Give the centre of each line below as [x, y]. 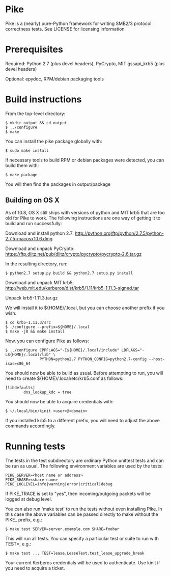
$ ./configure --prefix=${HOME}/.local [48, 327]
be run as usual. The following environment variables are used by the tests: [84, 466]
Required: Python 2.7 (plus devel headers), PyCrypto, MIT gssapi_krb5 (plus [85, 63]
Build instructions [44, 100]
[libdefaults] [20, 388]
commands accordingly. [31, 426]
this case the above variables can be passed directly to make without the [82, 514]
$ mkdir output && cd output [36, 123]
